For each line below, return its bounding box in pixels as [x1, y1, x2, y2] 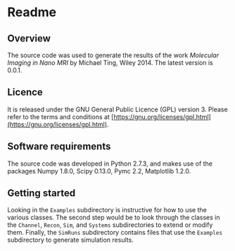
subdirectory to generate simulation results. [7, 235, 134, 244]
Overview [7, 32, 51, 44]
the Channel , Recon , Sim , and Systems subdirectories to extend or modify [7, 221, 213, 229]
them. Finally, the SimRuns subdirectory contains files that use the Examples [7, 228, 223, 237]
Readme [7, 4, 57, 20]
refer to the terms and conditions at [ [7, 112, 114, 121]
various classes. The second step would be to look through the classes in [7, 213, 220, 222]
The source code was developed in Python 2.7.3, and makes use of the [7, 159, 213, 168]
